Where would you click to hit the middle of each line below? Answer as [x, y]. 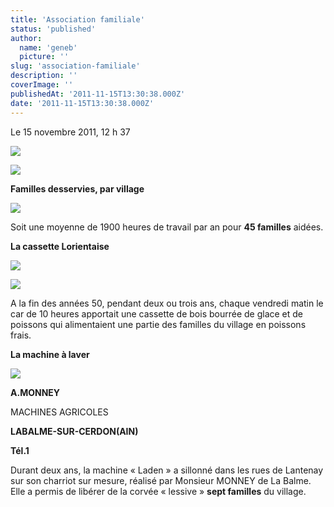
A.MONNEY [35, 392]
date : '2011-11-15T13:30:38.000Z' [82, 103]
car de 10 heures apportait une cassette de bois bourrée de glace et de [157, 313]
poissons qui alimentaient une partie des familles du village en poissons [158, 324]
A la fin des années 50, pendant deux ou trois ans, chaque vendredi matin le [167, 303]
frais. [21, 335]
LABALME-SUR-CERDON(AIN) [74, 431]
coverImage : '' [42, 85]
